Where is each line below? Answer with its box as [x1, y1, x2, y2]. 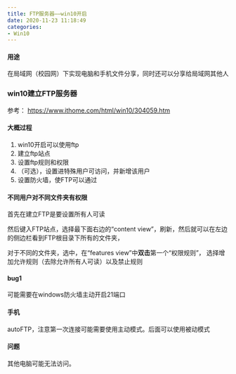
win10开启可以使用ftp [17, 140, 79, 148]
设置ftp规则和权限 [17, 157, 69, 166]
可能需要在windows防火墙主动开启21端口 [7, 290, 126, 299]
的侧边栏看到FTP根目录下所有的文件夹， [7, 233, 124, 243]
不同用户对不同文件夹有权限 [7, 193, 88, 201]
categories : [7, 23, 42, 30]
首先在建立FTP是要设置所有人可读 [7, 210, 105, 219]
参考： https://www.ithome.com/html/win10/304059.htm [7, 106, 171, 115]
